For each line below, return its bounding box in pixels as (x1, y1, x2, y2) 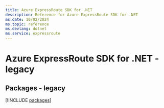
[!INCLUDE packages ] (5, 97, 52, 103)
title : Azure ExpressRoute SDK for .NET (5, 7, 93, 13)
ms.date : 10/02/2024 (5, 17, 50, 22)
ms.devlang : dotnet (5, 26, 47, 31)
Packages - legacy (5, 84, 65, 92)
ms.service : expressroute (5, 31, 60, 36)
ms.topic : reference (5, 21, 50, 27)
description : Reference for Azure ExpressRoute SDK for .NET (5, 12, 138, 17)
